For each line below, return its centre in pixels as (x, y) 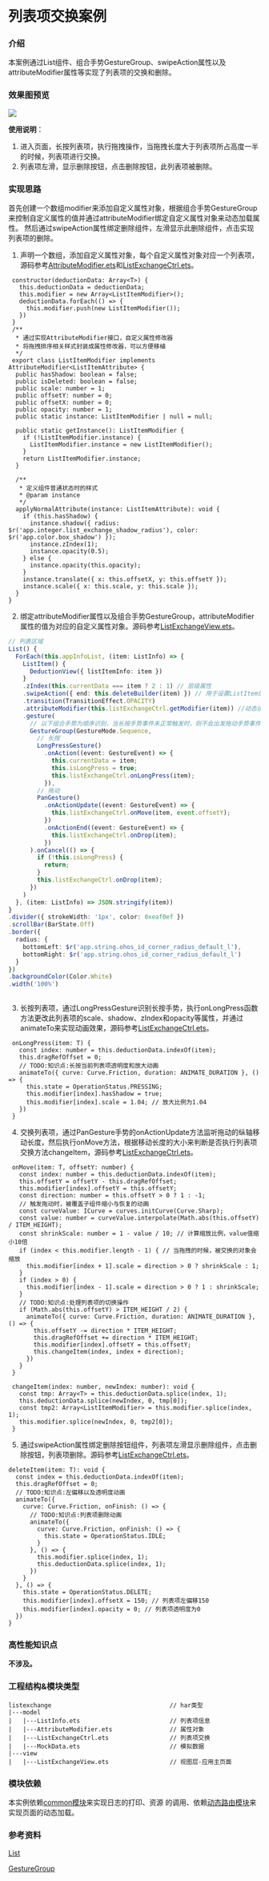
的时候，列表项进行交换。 (62, 156)
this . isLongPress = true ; (94, 768)
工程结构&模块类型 (44, 1686)
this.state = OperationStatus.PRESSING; (94, 1087)
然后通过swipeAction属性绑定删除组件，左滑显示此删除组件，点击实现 (139, 228)
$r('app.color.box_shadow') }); (62, 538)
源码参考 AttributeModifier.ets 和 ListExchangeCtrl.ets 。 (109, 265)
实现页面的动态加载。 (43, 1812)
